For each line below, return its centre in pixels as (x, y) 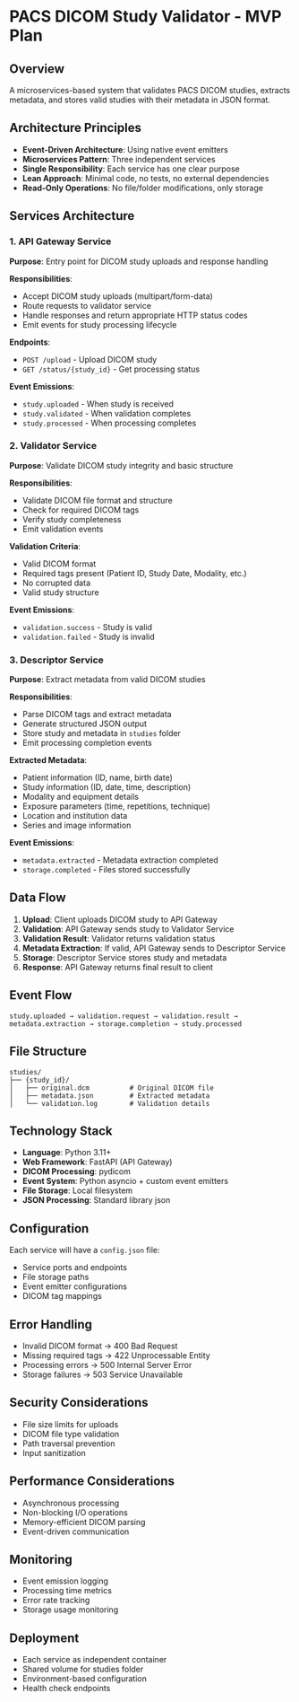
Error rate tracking (56, 1601)
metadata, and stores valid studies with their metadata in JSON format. (140, 100)
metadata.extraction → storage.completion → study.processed (126, 1024)
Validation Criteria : (45, 546)
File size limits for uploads (70, 1424)
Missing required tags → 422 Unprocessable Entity (116, 1355)
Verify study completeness (72, 519)
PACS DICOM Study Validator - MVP (145, 17)
